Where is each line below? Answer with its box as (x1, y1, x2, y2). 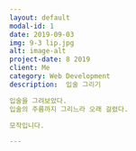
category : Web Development (9, 72, 111, 81)
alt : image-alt (9, 47, 67, 56)
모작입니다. (9, 120, 45, 130)
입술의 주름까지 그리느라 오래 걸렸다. (9, 104, 129, 113)
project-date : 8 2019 (9, 55, 91, 64)
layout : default (9, 13, 70, 22)
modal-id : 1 (9, 22, 54, 31)
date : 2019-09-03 (9, 30, 75, 39)
